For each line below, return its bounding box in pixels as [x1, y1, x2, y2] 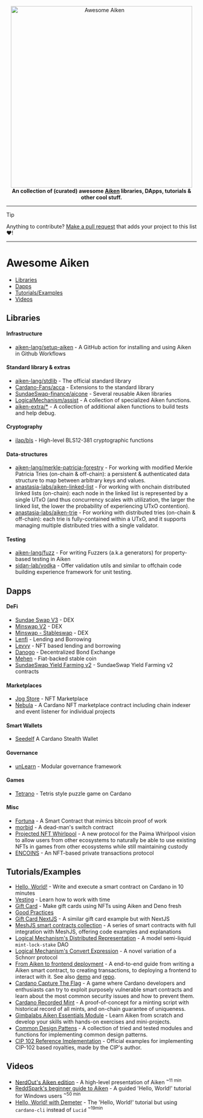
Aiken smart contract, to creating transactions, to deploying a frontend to [14, 966, 197, 974]
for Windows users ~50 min [14, 1091, 81, 1099]
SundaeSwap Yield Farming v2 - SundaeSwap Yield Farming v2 [14, 661, 173, 668]
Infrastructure [6, 330, 43, 337]
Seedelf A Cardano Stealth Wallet [14, 735, 98, 743]
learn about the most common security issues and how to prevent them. [14, 992, 195, 999]
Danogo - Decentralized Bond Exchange [14, 648, 116, 656]
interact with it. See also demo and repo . [14, 973, 116, 980]
